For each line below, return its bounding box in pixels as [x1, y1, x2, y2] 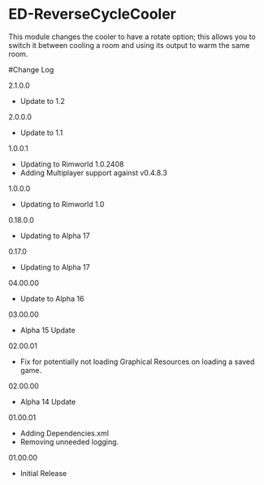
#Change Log [8, 64, 54, 74]
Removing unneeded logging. [19, 436, 119, 447]
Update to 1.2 [19, 96, 65, 106]
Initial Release [19, 468, 67, 478]
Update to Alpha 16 [19, 293, 84, 303]
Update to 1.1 [19, 128, 63, 137]
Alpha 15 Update [19, 325, 76, 335]
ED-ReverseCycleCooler [8, 5, 176, 24]
